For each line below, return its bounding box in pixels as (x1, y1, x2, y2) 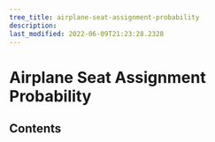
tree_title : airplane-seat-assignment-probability (9, 12, 200, 22)
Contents (9, 121, 62, 136)
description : (9, 21, 58, 30)
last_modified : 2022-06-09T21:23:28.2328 (9, 29, 165, 38)
